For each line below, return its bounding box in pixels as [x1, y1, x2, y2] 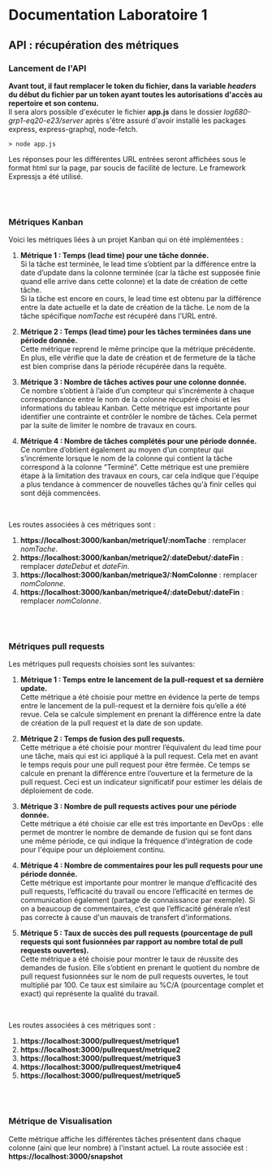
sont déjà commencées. [19, 488, 101, 498]
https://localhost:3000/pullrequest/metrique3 [19, 1053, 181, 1063]
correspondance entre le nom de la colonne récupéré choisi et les [19, 395, 241, 405]
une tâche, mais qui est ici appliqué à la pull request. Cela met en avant [19, 751, 258, 761]
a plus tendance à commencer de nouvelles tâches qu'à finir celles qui [19, 479, 257, 489]
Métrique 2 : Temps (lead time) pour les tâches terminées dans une [19, 327, 252, 337]
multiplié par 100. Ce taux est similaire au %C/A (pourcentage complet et [19, 980, 264, 990]
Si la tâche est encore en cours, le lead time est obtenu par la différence [19, 294, 262, 304]
